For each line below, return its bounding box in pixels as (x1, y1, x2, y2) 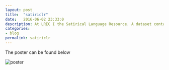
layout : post (5, 7, 33, 13)
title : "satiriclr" (5, 12, 49, 17)
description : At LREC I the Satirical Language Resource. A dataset (5, 21, 152, 27)
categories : (5, 26, 30, 31)
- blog (5, 31, 19, 36)
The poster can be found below (5, 49, 70, 55)
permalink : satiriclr (5, 36, 51, 41)
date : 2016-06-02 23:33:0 (5, 17, 64, 22)
